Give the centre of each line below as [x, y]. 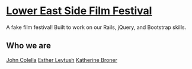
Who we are [29, 46]
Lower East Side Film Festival [79, 11]
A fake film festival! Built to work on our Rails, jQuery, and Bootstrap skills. [96, 27]
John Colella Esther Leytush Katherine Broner [62, 60]
